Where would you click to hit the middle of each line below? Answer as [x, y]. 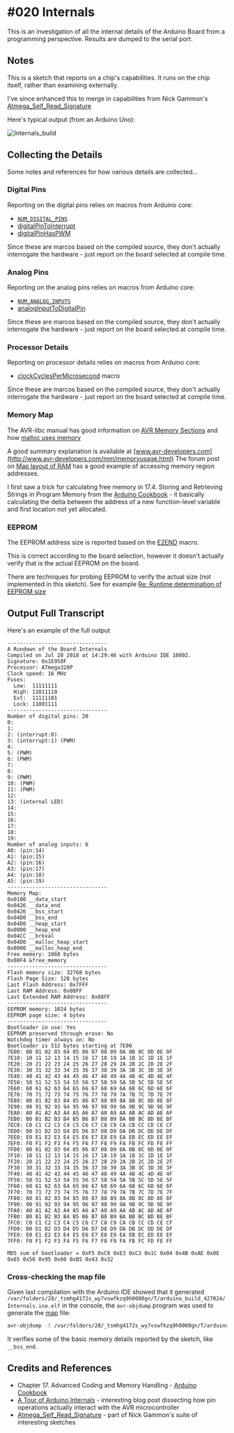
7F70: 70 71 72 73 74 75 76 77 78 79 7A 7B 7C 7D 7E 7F [90, 1192]
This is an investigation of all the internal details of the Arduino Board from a [116, 31]
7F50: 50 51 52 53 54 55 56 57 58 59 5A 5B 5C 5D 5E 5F [90, 1180]
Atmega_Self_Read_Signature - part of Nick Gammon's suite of [107, 1415]
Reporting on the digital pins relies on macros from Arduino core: [100, 205]
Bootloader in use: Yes [42, 1027]
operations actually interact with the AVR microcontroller [98, 1407]
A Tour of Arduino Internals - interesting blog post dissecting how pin [116, 1400]
